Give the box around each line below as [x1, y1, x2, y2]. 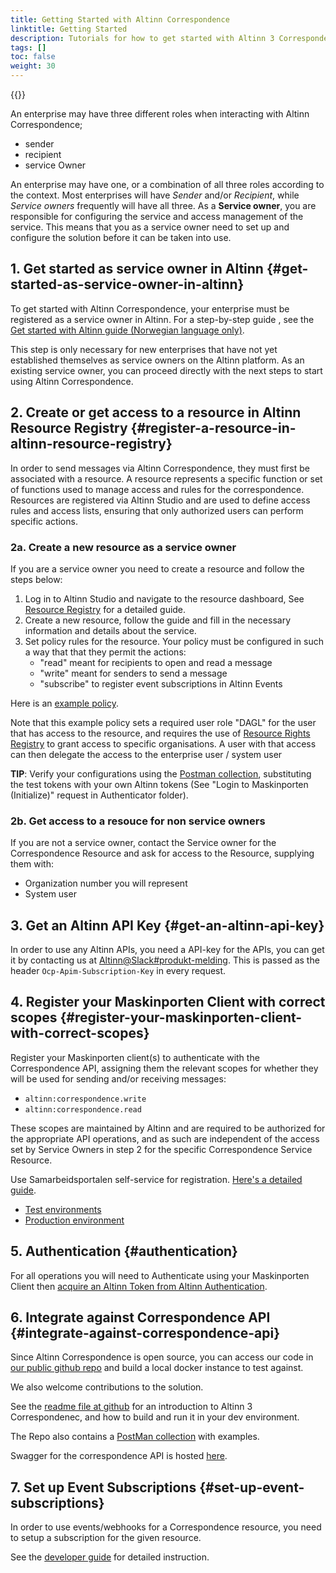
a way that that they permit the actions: [24, 646, 187, 658]
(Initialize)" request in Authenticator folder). [10, 789, 189, 801]
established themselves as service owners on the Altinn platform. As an [10, 354, 305, 366]
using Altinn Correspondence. [10, 375, 134, 387]
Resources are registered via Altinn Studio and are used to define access [10, 494, 311, 506]
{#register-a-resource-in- [130, 420, 297, 437]
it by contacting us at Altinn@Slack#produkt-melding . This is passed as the [10, 954, 320, 966]
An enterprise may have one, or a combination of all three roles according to [10, 179, 325, 190]
